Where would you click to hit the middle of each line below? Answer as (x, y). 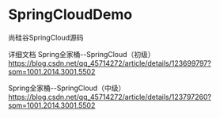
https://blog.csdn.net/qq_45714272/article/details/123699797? (110, 63)
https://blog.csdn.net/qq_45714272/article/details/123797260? (110, 97)
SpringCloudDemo (70, 15)
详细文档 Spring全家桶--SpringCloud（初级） (82, 54)
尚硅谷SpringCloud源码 (46, 37)
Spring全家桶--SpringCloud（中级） (67, 88)
